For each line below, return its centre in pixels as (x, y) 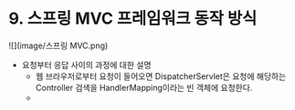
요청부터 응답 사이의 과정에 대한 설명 (86, 65)
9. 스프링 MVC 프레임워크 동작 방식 (133, 19)
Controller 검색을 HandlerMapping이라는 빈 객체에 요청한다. (144, 87)
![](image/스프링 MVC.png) (58, 45)
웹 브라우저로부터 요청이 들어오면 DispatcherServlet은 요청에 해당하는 (161, 76)
